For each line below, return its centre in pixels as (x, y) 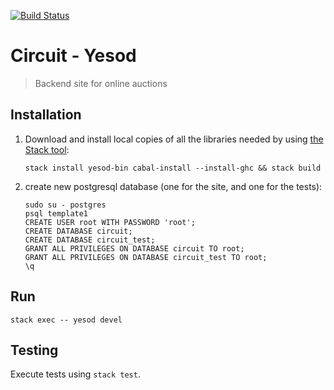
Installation (46, 115)
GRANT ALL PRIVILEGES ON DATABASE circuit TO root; (134, 248)
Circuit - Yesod (73, 56)
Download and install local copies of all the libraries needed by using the (174, 139)
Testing (34, 350)
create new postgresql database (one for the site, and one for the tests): (173, 186)
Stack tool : (47, 149)
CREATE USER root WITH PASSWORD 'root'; (110, 222)
